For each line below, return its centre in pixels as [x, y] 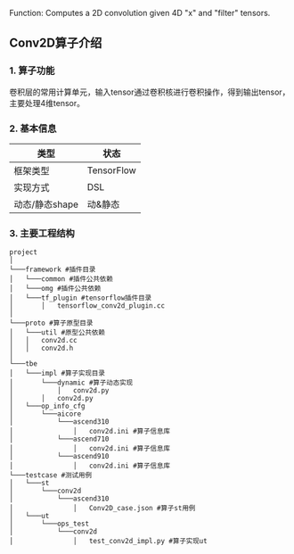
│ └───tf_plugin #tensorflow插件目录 [81, 298]
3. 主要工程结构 [42, 233]
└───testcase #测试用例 [50, 475]
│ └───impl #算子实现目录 [57, 374]
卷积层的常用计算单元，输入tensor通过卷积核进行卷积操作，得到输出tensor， [150, 92]
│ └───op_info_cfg [48, 406]
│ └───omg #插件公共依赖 [55, 289]
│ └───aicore [45, 414]
